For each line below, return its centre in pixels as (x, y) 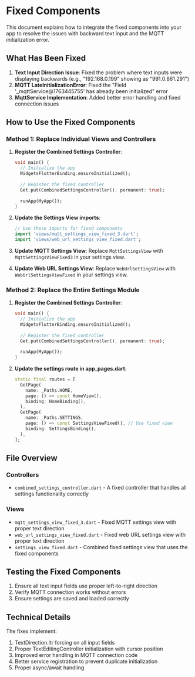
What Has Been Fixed (46, 58)
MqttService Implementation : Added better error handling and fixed (97, 97)
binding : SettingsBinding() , (61, 428)
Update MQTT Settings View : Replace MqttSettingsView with (89, 250)
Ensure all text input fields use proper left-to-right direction (86, 586)
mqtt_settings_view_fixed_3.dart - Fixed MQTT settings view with (95, 522)
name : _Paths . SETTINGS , (54, 418)
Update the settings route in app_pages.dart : (70, 369)
